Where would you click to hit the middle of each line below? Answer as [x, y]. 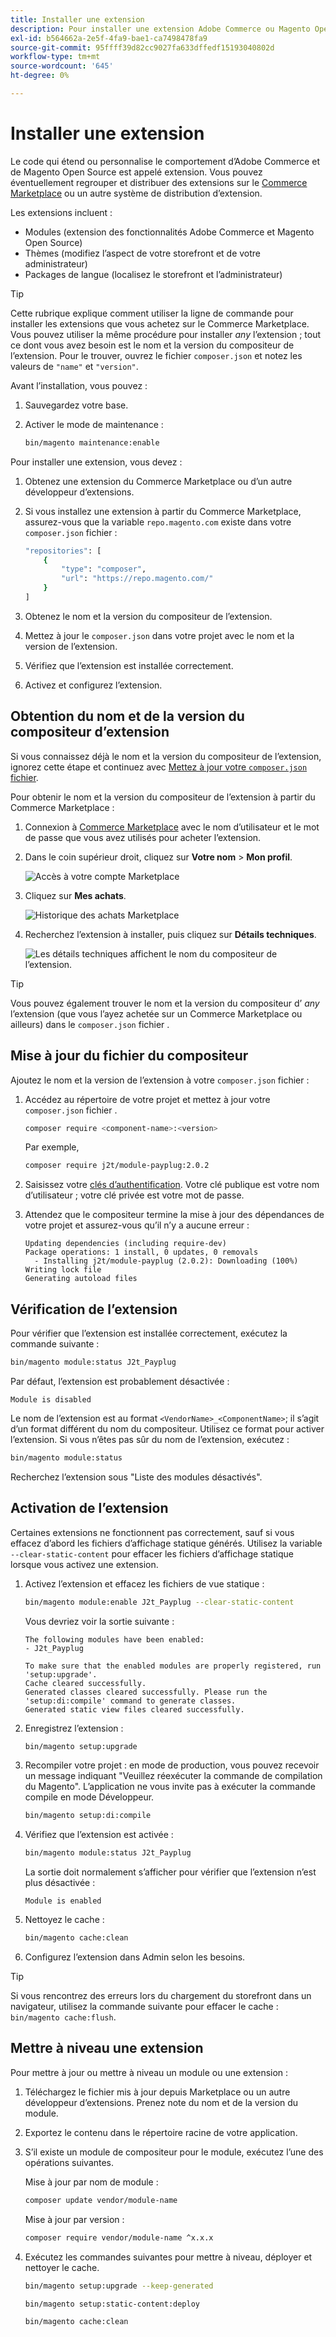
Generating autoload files [81, 1279]
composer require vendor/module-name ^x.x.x [119, 2237]
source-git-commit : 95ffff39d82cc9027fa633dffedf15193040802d [142, 47]
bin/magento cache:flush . [63, 2017]
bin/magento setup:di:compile [88, 1816]
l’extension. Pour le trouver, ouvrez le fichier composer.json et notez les [156, 355]
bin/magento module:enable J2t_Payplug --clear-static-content [159, 1602]
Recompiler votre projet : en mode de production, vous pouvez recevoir [172, 1765]
